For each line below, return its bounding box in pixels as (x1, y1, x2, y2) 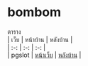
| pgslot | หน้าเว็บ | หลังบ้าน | (7, 51, 82, 59)
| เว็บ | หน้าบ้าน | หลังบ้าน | (7, 35, 73, 44)
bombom (7, 4, 62, 20)
